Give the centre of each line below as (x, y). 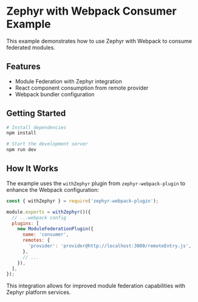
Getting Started (36, 114)
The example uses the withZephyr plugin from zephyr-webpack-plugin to (96, 183)
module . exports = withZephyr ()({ (49, 212)
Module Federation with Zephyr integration (69, 81)
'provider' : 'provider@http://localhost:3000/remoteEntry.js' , (110, 246)
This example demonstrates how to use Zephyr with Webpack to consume (99, 41)
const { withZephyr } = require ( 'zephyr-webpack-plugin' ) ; (83, 201)
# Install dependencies (36, 127)
